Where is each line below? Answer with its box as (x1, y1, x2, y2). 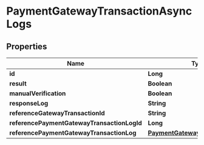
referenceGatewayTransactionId (9, 109, 105, 117)
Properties (6, 41, 47, 52)
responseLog (9, 99, 49, 107)
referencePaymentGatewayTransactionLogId (9, 119, 143, 127)
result (9, 79, 27, 87)
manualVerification (9, 89, 66, 98)
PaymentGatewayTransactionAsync (6, 4, 192, 18)
